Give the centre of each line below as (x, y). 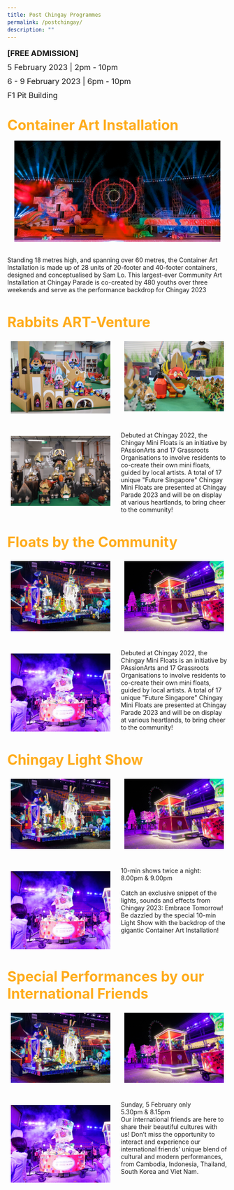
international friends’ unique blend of (174, 1149)
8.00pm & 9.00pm (147, 878)
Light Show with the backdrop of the (173, 923)
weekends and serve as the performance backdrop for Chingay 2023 (107, 289)
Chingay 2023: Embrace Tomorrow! (172, 908)
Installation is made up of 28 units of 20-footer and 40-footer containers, (112, 267)
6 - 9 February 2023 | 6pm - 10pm (69, 82)
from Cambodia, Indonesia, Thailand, (174, 1164)
